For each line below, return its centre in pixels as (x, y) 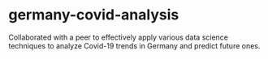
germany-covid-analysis (94, 15)
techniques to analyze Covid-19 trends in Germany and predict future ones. (134, 45)
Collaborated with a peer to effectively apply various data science (119, 37)
